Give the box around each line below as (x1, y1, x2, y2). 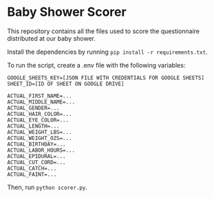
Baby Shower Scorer (7, 4, 127, 20)
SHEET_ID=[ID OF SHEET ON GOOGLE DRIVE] (7, 80, 125, 87)
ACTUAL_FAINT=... (7, 170, 57, 178)
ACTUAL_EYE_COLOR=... (7, 117, 69, 123)
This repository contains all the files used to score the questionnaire (7, 27, 200, 35)
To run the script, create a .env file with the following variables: (7, 61, 186, 69)
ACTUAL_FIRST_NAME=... (7, 92, 72, 99)
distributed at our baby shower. (7, 34, 96, 42)
